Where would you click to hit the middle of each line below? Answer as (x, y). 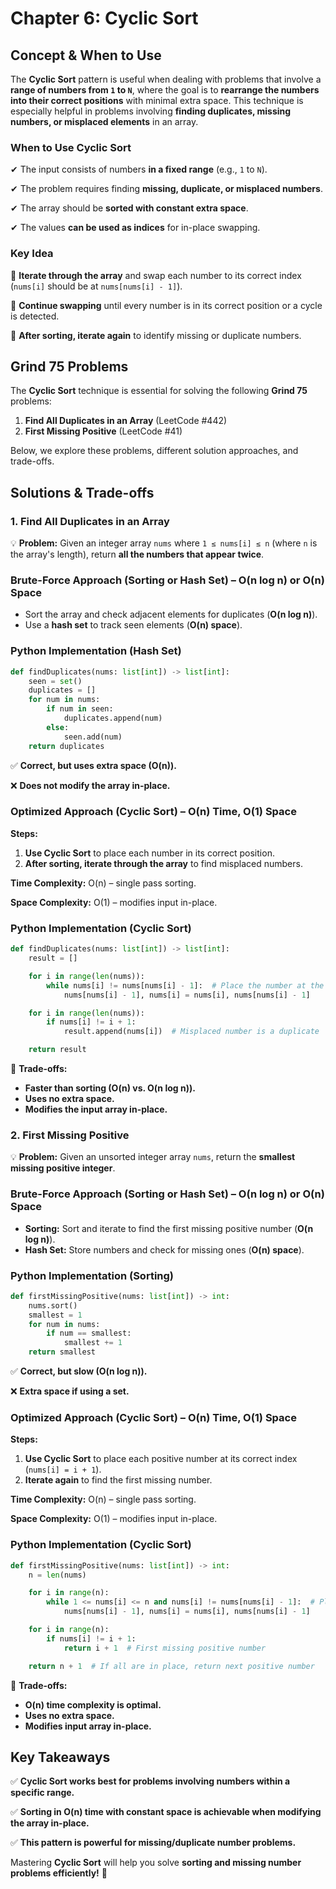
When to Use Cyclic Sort (71, 147)
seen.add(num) (93, 737)
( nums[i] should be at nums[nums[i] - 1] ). (96, 286)
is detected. (35, 316)
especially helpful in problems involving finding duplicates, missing (151, 111)
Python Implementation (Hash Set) (96, 651)
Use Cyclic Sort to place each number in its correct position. (149, 853)
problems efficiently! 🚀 (59, 1873)
